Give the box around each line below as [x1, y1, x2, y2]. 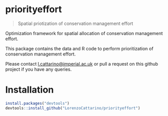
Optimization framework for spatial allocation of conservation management [5, 30, 163, 36]
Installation [5, 84, 54, 96]
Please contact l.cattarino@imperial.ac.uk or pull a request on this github [5, 61, 158, 67]
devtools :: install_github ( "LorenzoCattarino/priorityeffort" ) [5, 105, 140, 110]
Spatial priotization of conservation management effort [17, 20, 134, 26]
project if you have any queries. [5, 66, 72, 72]
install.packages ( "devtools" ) [5, 101, 70, 106]
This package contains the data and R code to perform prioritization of [5, 45, 154, 51]
